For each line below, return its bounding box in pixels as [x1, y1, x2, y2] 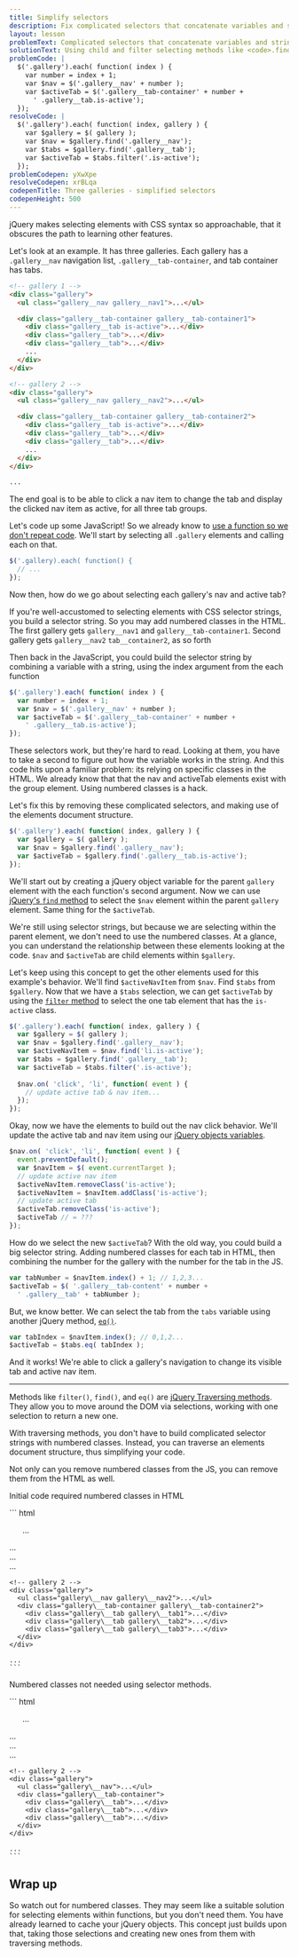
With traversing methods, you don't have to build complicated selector [9, 1428, 266, 1438]
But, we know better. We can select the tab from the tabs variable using [9, 1306, 271, 1317]
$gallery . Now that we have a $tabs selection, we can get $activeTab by [9, 986, 273, 996]
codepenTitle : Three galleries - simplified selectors [9, 186, 216, 195]
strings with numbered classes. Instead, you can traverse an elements [9, 1438, 265, 1448]
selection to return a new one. [9, 1411, 119, 1422]
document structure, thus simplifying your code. [9, 1446, 185, 1457]
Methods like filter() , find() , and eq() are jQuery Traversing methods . [9, 1391, 272, 1403]
